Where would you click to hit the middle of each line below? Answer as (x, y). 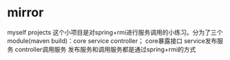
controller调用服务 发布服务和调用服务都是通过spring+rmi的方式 (105, 49)
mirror (26, 13)
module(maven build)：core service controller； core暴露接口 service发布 (112, 41)
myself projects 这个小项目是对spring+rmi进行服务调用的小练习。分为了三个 (115, 32)
